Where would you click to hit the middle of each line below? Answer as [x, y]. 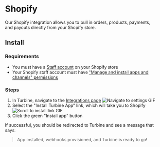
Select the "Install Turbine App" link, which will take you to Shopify [79, 105]
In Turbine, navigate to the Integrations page [56, 100]
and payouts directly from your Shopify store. [51, 27]
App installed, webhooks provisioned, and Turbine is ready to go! [82, 139]
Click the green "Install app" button [47, 116]
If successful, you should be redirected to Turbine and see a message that [80, 125]
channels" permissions [35, 77]
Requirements [22, 57]
